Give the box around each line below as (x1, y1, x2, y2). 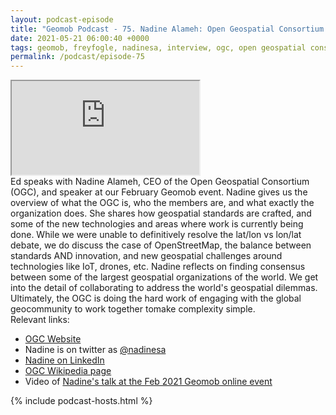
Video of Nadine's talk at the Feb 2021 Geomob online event (24, 376, 273, 388)
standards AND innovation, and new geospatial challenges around (10, 250, 283, 262)
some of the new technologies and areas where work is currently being (10, 218, 304, 230)
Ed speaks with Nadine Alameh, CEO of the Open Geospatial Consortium (10, 176, 310, 188)
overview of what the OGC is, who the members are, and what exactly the (10, 197, 315, 209)
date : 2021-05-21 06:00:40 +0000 (10, 33, 150, 43)
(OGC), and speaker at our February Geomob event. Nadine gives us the (10, 186, 308, 198)
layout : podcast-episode (10, 14, 114, 25)
